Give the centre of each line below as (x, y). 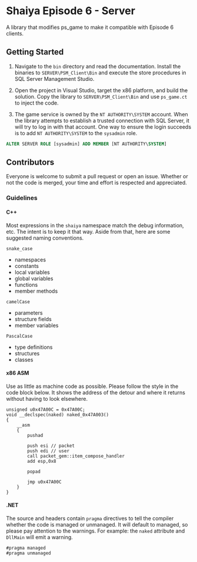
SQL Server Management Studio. (54, 79)
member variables (36, 325)
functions (26, 285)
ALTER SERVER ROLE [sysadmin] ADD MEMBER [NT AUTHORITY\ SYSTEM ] (86, 144)
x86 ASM (18, 373)
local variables (32, 272)
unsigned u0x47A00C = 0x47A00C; (46, 409)
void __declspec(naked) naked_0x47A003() (58, 414)
